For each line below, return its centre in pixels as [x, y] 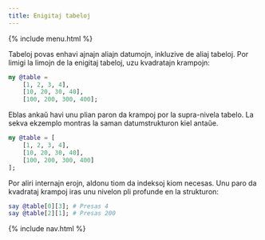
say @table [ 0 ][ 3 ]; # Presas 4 [59, 206]
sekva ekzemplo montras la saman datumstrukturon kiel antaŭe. [113, 123]
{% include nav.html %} [47, 229]
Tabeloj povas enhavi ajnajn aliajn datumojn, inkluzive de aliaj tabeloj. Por [129, 54]
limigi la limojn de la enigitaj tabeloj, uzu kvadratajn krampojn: [109, 62]
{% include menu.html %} [51, 38]
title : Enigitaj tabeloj [49, 16]
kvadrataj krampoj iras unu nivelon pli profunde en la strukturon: [114, 191]
